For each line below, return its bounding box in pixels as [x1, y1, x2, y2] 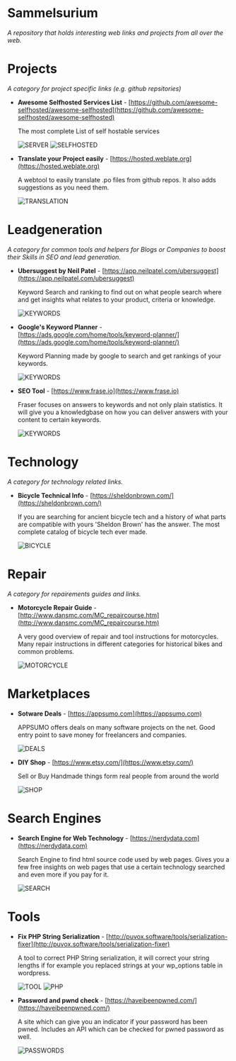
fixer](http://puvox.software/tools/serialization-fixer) [17, 940, 170, 948]
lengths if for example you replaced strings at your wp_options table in [17, 961, 223, 970]
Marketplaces [7, 686, 90, 701]
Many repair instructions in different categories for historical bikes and [17, 640, 223, 648]
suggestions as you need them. [17, 183, 110, 191]
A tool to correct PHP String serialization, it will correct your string [17, 953, 210, 962]
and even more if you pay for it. [17, 870, 110, 879]
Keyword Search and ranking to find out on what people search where [17, 287, 222, 296]
